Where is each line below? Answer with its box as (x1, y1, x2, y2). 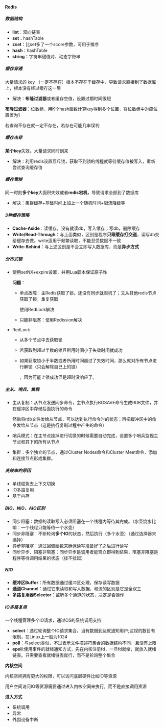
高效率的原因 (5, 467, 31, 473)
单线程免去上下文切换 (12, 481, 55, 487)
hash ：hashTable (12, 47, 48, 53)
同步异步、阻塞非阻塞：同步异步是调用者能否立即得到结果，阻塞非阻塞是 (12, 549, 158, 555)
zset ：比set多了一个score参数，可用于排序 (12, 41, 99, 47)
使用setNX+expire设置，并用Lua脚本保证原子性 (12, 269, 108, 275)
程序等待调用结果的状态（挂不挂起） (12, 555, 86, 561)
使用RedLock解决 (19, 307, 55, 313)
